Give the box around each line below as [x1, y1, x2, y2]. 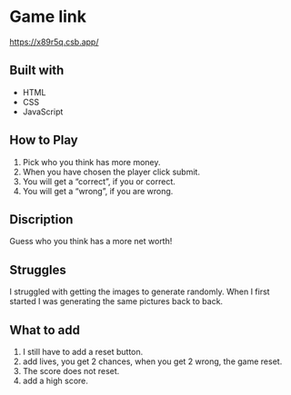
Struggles [9, 262, 66, 278]
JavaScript [22, 106, 64, 117]
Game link [9, 6, 86, 27]
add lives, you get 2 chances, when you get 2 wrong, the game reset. [22, 356, 283, 367]
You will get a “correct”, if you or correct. [22, 175, 176, 187]
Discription [9, 212, 74, 227]
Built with [9, 63, 65, 78]
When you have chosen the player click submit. [22, 166, 200, 177]
